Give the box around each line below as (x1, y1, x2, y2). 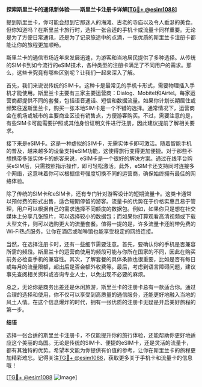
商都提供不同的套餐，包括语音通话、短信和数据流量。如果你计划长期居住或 (11, 97, 196, 104)
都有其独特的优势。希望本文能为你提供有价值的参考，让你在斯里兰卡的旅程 (6, 347, 191, 354)
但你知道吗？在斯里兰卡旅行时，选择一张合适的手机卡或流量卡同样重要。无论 (6, 26, 196, 33)
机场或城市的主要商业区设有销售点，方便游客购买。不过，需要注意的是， (16, 112, 196, 119)
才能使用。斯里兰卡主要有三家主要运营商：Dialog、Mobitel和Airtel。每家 (11, 90, 191, 96)
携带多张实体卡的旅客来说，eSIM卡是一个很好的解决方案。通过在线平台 (11, 155, 188, 162)
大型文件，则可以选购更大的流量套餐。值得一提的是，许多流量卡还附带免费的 (6, 220, 196, 228)
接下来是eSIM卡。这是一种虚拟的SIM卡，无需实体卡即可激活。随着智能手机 (6, 140, 192, 147)
